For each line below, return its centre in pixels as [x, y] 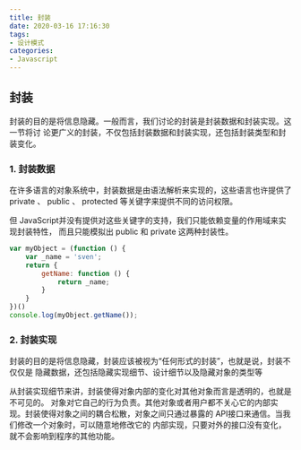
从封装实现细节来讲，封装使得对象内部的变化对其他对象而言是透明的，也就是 [150, 392]
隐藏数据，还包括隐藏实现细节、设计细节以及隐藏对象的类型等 [148, 372]
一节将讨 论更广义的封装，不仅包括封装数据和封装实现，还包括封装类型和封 [148, 132]
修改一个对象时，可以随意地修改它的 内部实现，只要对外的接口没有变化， [151, 425]
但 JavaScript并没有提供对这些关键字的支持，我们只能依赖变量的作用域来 [144, 221]
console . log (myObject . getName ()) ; [74, 316]
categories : [31, 51]
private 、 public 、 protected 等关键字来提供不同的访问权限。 [124, 202]
